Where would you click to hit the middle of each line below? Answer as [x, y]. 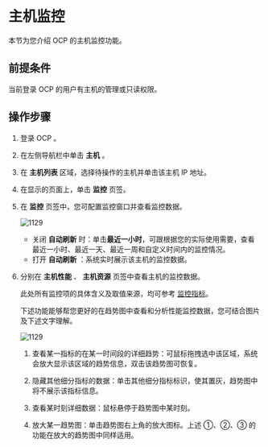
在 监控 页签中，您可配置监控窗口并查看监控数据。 [103, 206]
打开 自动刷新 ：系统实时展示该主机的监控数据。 [111, 259]
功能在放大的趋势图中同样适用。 [85, 435]
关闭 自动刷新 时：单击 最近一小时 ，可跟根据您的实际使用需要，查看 [143, 239]
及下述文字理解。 [48, 321]
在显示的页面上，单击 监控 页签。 [75, 189]
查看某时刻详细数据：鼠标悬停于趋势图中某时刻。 [113, 408]
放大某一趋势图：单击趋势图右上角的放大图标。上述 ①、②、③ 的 [144, 424]
